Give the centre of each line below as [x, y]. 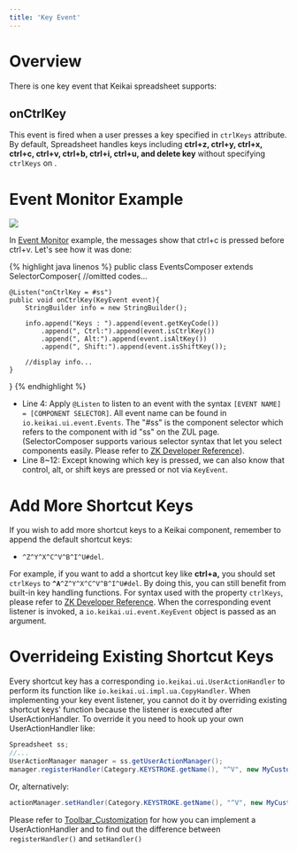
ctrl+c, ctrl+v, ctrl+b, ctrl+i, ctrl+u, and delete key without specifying [137, 154]
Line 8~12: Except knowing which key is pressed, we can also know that [153, 460]
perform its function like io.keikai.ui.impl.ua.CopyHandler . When [130, 691]
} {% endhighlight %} [48, 387]
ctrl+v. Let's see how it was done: [71, 250]
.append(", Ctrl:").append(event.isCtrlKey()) [128, 332]
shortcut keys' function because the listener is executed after [121, 709]
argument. [28, 621]
